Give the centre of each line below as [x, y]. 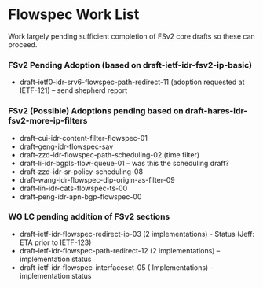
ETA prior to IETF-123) [55, 242]
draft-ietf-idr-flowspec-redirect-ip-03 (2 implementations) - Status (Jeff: [137, 234]
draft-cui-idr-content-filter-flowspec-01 [83, 138]
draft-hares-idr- [216, 111]
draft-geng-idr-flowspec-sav [66, 146]
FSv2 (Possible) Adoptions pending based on [96, 111]
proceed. [23, 44]
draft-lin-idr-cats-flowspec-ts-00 [73, 188]
